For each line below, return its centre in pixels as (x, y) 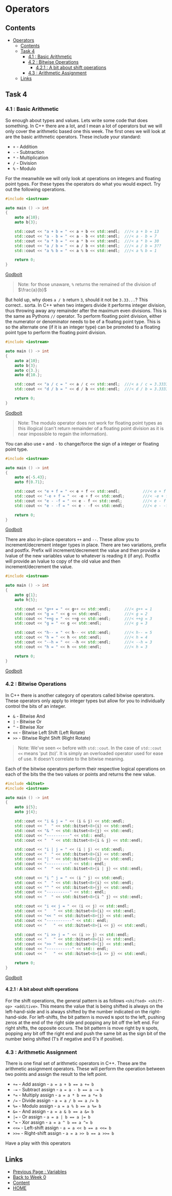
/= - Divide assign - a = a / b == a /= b (56, 1101)
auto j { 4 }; (26, 812)
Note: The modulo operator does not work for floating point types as (90, 423)
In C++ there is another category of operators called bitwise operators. (80, 695)
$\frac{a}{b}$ (32, 290)
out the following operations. (36, 189)
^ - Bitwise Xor (28, 727)
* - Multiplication (30, 158)
